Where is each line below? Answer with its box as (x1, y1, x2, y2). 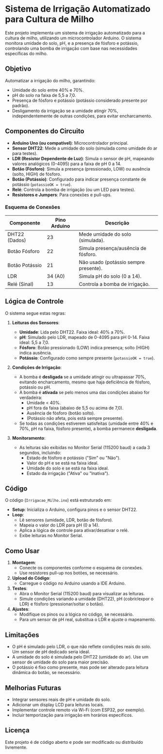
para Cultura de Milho (5, 14, 94, 25)
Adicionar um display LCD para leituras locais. (12, 701, 104, 707)
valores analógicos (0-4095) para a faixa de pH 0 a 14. (12, 161, 122, 167)
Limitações (5, 631, 39, 639)
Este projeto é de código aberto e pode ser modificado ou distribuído (5, 739, 143, 745)
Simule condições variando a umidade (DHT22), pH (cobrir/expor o (19, 596, 154, 602)
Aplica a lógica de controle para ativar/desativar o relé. (19, 528, 129, 533)
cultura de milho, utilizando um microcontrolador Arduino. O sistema (5, 35, 142, 41)
